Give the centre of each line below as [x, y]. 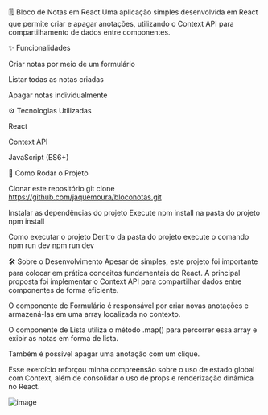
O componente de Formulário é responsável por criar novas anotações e [129, 306]
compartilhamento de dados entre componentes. [89, 32]
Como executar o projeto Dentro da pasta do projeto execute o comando [129, 237]
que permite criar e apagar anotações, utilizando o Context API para [122, 24]
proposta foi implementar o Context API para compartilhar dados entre [125, 281]
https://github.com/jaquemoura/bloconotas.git [85, 197]
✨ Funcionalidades [39, 48]
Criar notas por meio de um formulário [72, 64]
